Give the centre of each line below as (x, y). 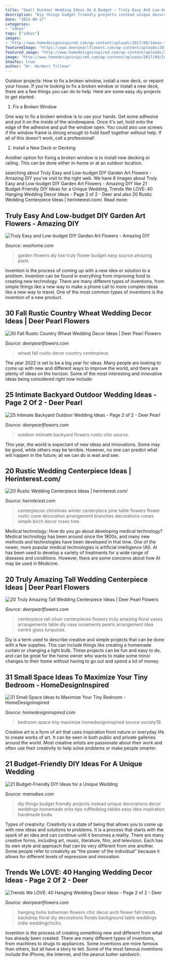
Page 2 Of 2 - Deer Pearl (44, 403)
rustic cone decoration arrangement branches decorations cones (86, 516)
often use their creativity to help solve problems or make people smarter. (81, 748)
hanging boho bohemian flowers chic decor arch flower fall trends (87, 912)
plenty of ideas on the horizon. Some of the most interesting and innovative (84, 373)
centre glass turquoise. (41, 630)
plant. (24, 261)
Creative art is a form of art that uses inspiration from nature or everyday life (85, 732)
